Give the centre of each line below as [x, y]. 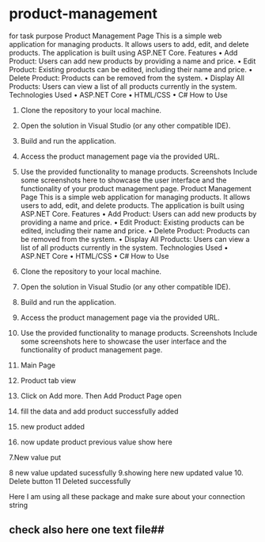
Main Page [38, 365]
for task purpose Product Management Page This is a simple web [115, 36]
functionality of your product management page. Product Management [136, 188]
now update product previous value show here [96, 442]
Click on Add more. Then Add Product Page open [101, 396]
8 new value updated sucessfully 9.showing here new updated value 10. [126, 472]
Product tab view [48, 380]
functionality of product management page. [91, 349]
